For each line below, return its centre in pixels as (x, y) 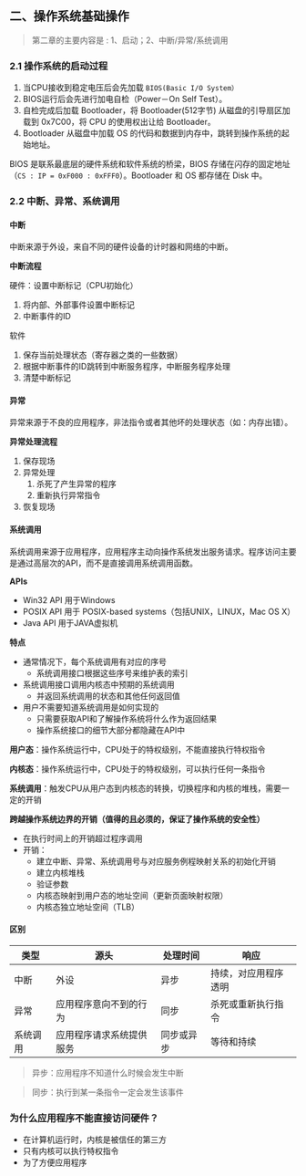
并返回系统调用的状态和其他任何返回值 (108, 695)
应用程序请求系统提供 (102, 1035)
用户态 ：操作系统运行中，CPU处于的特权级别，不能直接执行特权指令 (138, 749)
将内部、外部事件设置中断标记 (78, 305)
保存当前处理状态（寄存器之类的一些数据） (102, 355)
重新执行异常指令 (68, 495)
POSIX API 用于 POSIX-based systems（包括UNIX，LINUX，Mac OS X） (159, 611)
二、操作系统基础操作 (69, 16)
